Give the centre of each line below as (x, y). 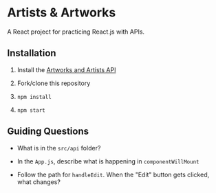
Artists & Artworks (62, 13)
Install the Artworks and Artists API (66, 69)
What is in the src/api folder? (59, 148)
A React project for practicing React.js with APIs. (76, 32)
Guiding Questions (48, 132)
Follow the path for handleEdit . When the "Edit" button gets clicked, (113, 174)
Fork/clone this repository (54, 83)
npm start (31, 110)
